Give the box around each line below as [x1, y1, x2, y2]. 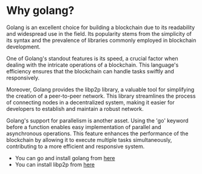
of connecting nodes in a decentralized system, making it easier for [6, 98, 175, 106]
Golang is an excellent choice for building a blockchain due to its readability [6, 24, 195, 31]
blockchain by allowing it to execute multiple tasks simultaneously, [6, 136, 172, 143]
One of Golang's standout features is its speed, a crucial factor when [6, 55, 178, 62]
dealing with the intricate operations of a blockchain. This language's [6, 61, 179, 69]
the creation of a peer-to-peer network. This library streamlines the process [6, 92, 196, 99]
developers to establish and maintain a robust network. [6, 105, 144, 112]
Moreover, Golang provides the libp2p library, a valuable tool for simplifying [6, 85, 195, 93]
